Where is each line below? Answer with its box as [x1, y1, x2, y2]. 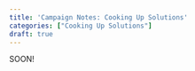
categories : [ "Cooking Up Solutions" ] [9, 21, 152, 30]
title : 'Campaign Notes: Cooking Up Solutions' [9, 12, 189, 22]
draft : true [9, 29, 53, 38]
